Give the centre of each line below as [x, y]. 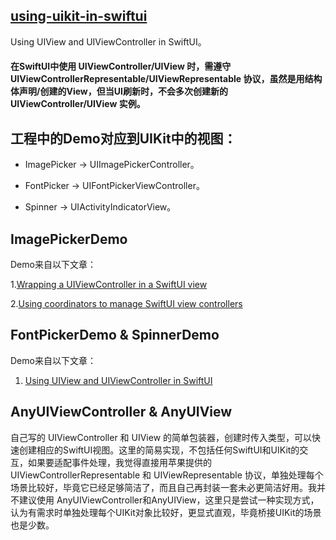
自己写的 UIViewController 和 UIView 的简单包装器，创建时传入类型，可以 [161, 437]
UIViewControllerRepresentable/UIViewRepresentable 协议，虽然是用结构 [166, 79]
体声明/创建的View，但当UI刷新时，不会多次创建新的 [119, 91]
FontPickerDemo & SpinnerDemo [115, 335]
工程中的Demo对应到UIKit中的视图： [123, 138]
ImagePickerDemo [69, 239]
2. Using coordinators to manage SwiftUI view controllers [126, 304]
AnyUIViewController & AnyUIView [121, 412]
